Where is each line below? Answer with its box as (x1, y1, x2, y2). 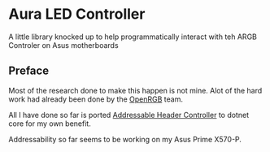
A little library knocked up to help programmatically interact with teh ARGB (8, 32, 258, 41)
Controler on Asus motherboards (8, 40, 120, 50)
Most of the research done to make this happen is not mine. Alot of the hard (8, 85, 263, 95)
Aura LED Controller (8, 5, 146, 24)
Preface (8, 64, 50, 78)
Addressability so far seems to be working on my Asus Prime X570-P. (8, 134, 242, 144)
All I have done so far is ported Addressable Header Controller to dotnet (8, 110, 250, 119)
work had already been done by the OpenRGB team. (8, 94, 183, 104)
